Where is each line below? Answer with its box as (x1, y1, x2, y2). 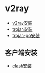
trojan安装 (12, 26, 33, 32)
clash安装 (12, 63, 32, 69)
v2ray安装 (12, 20, 33, 26)
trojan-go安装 (12, 32, 40, 38)
